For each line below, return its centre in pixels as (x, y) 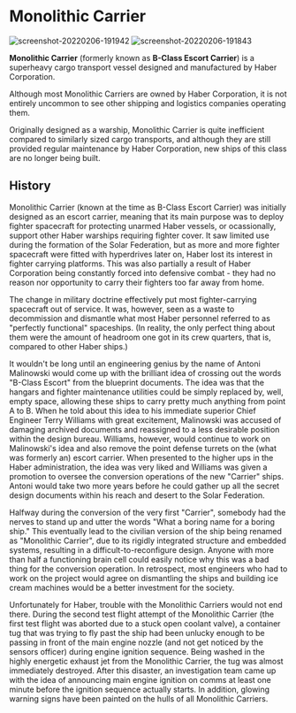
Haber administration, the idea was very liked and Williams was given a (138, 467)
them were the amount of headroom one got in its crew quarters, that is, (140, 337)
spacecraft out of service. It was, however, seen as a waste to (122, 309)
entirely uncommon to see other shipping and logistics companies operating (148, 103)
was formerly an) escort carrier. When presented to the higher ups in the (141, 457)
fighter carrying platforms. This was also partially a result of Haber (130, 264)
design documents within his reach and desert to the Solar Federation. (137, 495)
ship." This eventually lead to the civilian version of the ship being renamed (146, 531)
